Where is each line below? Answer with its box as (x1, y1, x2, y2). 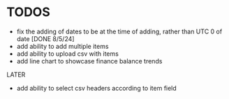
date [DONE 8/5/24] (16, 34, 75, 43)
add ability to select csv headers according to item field (16, 84, 177, 92)
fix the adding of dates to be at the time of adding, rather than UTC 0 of (16, 27, 223, 36)
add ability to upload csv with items (16, 49, 119, 58)
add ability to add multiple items (16, 42, 109, 50)
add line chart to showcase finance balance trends (16, 56, 163, 65)
